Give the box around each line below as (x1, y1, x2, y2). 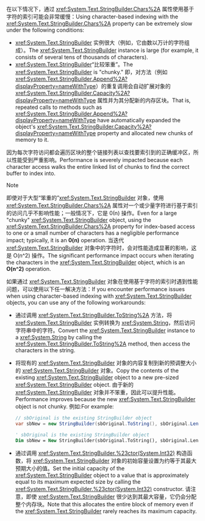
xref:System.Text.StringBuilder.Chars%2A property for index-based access (6, 223, 195, 230)
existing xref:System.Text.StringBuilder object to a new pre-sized (15, 374, 179, 381)
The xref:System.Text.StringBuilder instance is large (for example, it (28, 46, 199, 54)
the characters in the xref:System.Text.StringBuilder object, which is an (6, 259, 185, 266)
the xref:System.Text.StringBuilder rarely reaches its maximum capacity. (15, 507, 197, 515)
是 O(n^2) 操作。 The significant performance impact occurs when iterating (6, 252, 194, 259)
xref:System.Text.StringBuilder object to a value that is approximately (15, 471, 189, 479)
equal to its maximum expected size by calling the (15, 478, 141, 485)
